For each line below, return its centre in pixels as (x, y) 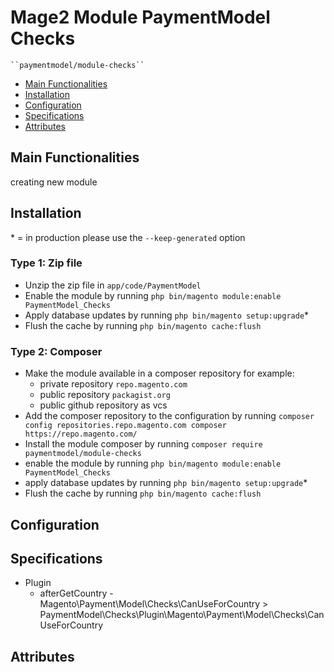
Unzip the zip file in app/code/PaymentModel (113, 285)
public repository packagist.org (105, 395)
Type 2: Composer (56, 351)
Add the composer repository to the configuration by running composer (169, 416)
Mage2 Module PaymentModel (140, 17)
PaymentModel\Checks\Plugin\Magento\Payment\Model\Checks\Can (182, 615)
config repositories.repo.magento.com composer (125, 426)
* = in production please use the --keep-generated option (128, 237)
